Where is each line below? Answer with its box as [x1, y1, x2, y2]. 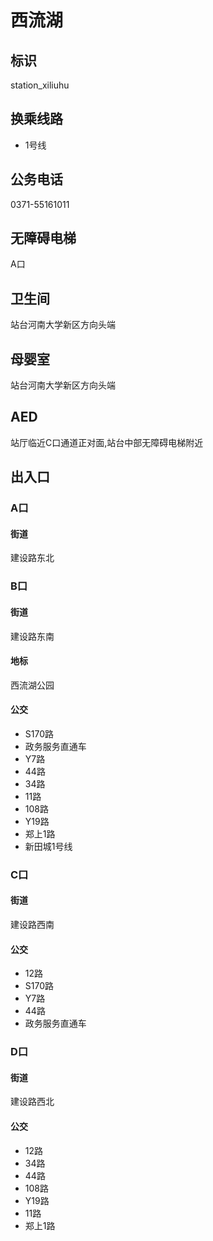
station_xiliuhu [10, 79, 70, 91]
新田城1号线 [24, 840, 73, 852]
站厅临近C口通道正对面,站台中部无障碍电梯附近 [10, 436, 204, 448]
